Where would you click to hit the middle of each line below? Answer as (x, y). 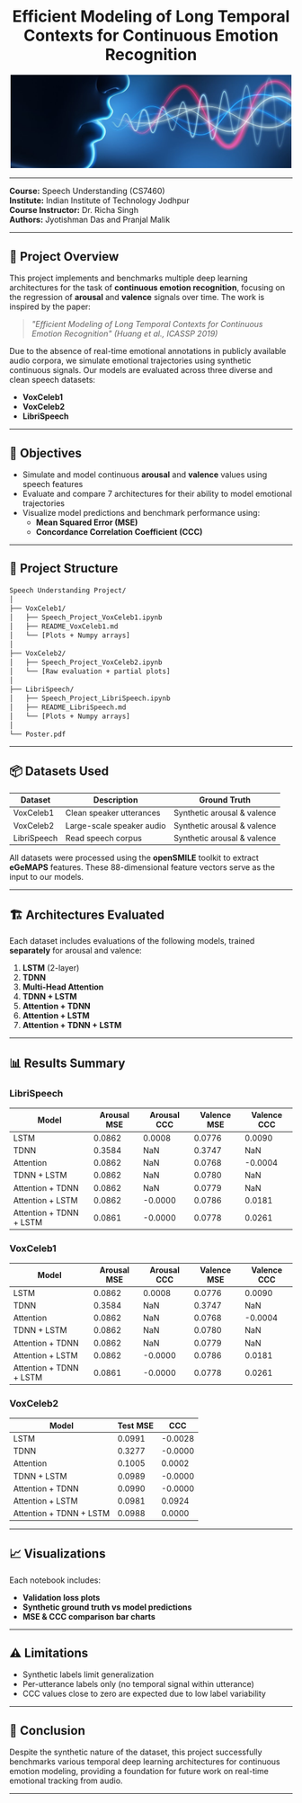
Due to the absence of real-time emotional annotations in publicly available (148, 351)
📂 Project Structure (64, 568)
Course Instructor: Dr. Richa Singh (74, 210)
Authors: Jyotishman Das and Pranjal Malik (90, 220)
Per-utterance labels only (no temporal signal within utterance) (138, 1684)
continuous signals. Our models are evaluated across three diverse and (141, 370)
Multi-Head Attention (63, 987)
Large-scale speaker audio (115, 825)
